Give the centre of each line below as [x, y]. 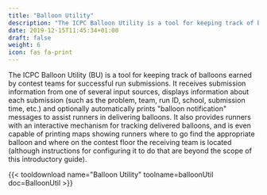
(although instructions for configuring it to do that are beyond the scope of [130, 151]
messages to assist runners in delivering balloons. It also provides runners [130, 117]
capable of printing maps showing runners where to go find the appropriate [132, 134]
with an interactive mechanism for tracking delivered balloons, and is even [130, 125]
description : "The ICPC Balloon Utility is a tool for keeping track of [131, 23]
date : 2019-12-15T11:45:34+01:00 [64, 30]
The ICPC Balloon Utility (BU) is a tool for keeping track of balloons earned [130, 75]
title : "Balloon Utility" [51, 15]
